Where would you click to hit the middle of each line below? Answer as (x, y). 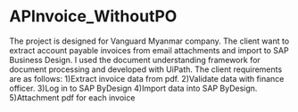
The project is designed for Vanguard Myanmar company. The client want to (149, 41)
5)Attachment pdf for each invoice (72, 97)
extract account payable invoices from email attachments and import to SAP (149, 50)
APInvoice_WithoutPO (93, 16)
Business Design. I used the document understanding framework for (135, 60)
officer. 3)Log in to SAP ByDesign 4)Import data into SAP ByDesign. (133, 88)
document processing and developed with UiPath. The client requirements (146, 69)
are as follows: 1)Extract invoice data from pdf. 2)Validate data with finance (147, 78)
